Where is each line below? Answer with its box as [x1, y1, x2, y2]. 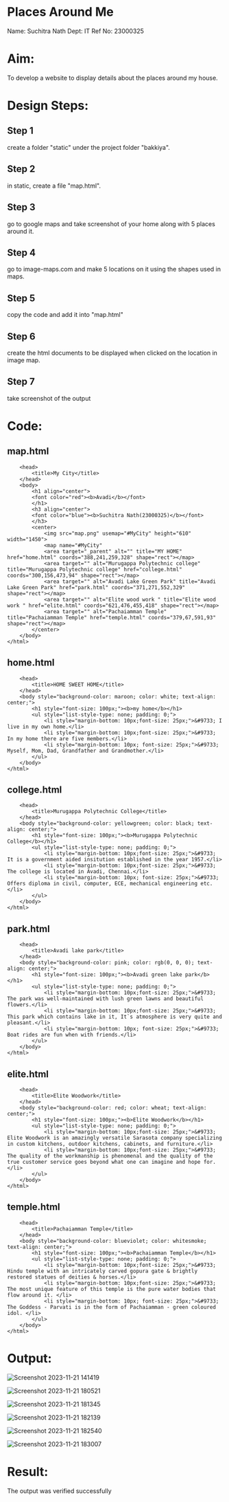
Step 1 [7, 125, 34, 137]
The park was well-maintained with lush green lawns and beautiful [7, 995, 204, 1002]
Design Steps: [7, 98, 89, 113]
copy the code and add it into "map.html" [7, 311, 123, 319]
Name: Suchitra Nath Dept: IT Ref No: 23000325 [7, 27, 144, 35]
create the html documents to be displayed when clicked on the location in [7, 349, 218, 357]
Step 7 [7, 376, 36, 388]
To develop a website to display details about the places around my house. [7, 74, 218, 82]
